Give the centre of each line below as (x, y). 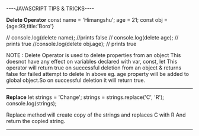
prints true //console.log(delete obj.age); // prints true (71, 44)
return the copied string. (36, 121)
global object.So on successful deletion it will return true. (76, 80)
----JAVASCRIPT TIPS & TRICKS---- (50, 9)
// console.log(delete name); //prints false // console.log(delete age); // (92, 37)
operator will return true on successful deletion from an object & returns (94, 68)
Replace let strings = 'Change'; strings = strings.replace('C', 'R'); (85, 97)
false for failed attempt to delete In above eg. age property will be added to (98, 74)
